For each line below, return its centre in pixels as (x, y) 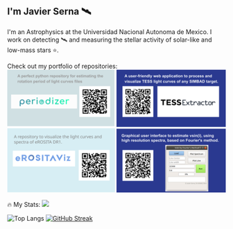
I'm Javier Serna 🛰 (49, 11)
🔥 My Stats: (24, 205)
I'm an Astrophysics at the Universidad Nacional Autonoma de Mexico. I (110, 32)
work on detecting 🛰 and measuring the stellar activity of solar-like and (110, 40)
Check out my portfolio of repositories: (62, 66)
